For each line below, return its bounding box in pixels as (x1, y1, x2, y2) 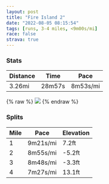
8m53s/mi (71, 82, 101, 91)
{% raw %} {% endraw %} (6, 98, 79, 105)
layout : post (6, 8, 39, 15)
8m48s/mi (28, 158, 57, 167)
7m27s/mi (28, 168, 57, 176)
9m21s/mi (28, 138, 57, 147)
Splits (6, 113, 23, 122)
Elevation (62, 128, 90, 137)
